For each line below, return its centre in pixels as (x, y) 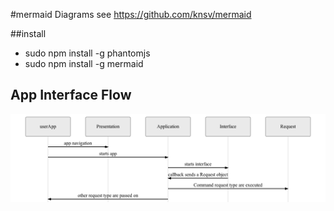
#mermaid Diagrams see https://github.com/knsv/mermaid (131, 14)
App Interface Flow (71, 95)
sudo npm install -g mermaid (84, 63)
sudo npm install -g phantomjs (87, 53)
